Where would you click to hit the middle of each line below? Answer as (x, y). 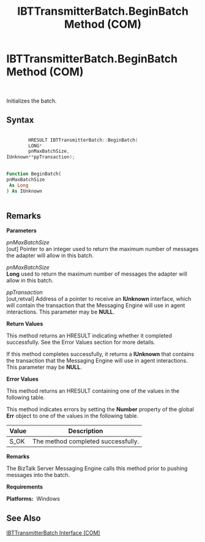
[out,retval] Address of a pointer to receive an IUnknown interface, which (99, 299)
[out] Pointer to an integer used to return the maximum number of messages (102, 249)
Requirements (25, 487)
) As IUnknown (24, 191)
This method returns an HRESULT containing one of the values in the (93, 391)
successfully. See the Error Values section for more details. (81, 343)
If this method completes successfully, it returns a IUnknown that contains (100, 354)
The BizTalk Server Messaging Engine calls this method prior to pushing (97, 468)
